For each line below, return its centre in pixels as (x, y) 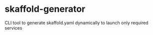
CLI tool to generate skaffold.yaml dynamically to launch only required (76, 23)
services (13, 28)
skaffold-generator (45, 9)
